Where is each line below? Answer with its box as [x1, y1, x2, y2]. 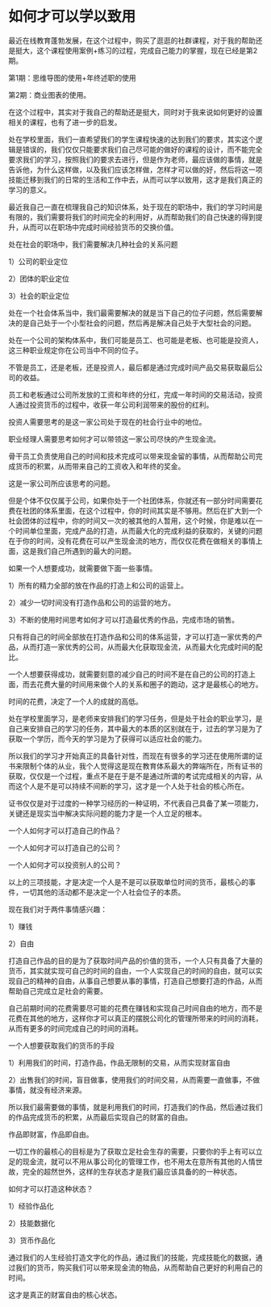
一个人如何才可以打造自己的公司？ [8, 843, 122, 852]
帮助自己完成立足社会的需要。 [8, 986, 107, 995]
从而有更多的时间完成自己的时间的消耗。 [8, 1023, 143, 1033]
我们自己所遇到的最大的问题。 [35, 546, 135, 555]
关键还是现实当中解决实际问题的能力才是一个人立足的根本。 [8, 808, 206, 818]
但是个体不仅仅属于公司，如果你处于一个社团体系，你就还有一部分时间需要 [8, 496, 256, 505]
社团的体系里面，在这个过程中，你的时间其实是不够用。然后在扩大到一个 [22, 505, 263, 515]
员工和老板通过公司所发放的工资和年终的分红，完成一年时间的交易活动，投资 [8, 389, 263, 400]
